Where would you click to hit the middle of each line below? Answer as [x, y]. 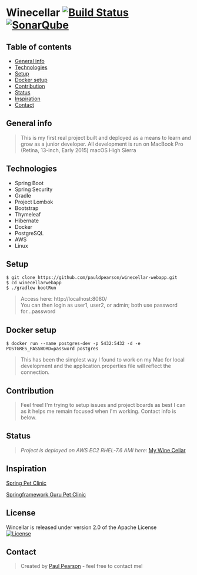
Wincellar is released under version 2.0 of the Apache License [81, 527]
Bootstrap [26, 208]
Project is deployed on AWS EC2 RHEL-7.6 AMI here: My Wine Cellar [103, 450]
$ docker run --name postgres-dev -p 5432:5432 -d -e [74, 344]
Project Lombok [34, 202]
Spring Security [34, 189]
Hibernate [27, 221]
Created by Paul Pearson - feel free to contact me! [81, 566]
